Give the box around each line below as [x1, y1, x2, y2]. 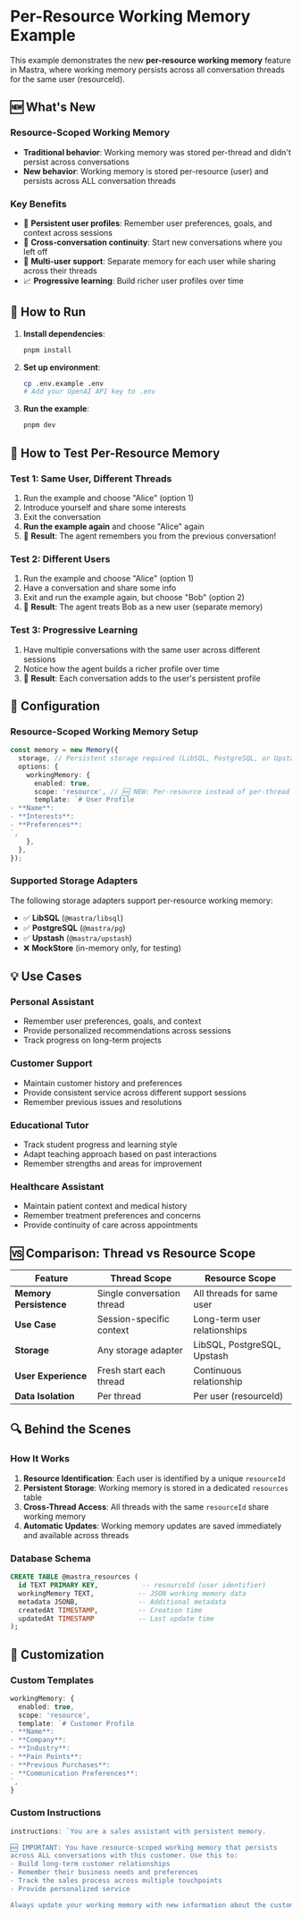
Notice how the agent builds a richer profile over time [22, 663, 220, 674]
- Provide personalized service [10, 1884, 130, 1893]
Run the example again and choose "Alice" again [22, 521, 205, 532]
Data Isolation [14, 1390, 75, 1403]
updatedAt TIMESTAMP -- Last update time [18, 1614, 215, 1623]
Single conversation [96, 1287, 181, 1300]
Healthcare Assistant [10, 1180, 105, 1193]
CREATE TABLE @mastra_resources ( [10, 1572, 139, 1582]
